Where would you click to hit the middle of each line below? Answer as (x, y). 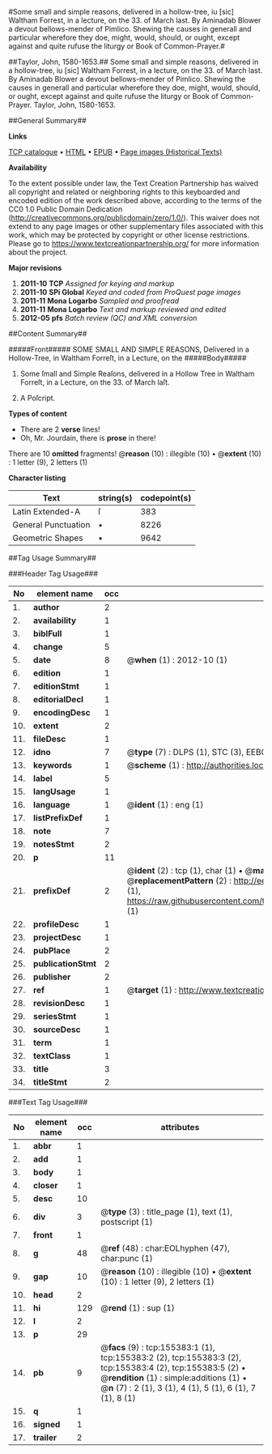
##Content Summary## (48, 334)
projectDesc (57, 937)
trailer (45, 1437)
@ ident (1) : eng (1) (165, 805)
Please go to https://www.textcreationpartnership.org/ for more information (134, 243)
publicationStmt (65, 964)
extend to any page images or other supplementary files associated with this (136, 226)
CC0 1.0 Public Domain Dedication (66, 209)
